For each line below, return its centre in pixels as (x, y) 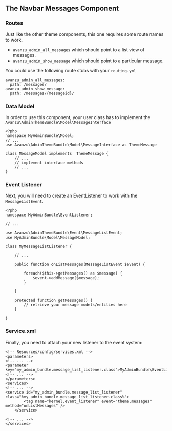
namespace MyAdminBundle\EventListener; (49, 215)
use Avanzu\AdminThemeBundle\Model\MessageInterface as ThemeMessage (81, 145)
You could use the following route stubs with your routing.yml (71, 70)
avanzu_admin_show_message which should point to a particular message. (88, 61)
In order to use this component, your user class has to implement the (78, 117)
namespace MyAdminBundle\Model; (40, 135)
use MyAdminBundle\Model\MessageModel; (48, 238)
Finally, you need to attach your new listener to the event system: (74, 342)
